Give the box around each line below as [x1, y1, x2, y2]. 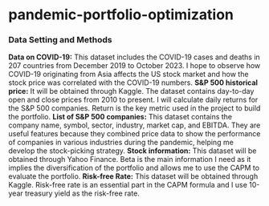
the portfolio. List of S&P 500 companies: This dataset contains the [8, 112, 233, 122]
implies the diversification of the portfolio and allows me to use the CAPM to [8, 163, 259, 173]
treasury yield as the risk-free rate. [24, 188, 141, 198]
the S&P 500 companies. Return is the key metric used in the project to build [8, 103, 261, 113]
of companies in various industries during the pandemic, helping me [8, 138, 234, 147]
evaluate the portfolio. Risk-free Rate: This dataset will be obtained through [8, 172, 259, 181]
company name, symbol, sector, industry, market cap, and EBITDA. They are [8, 120, 261, 130]
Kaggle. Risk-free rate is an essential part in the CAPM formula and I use [8, 180, 247, 190]
